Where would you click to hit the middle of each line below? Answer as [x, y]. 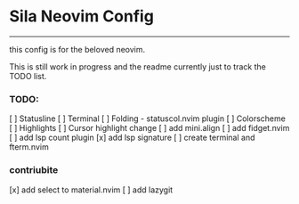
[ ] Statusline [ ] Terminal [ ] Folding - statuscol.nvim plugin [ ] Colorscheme [148, 118]
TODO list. [28, 76]
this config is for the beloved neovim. [77, 49]
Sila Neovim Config [81, 16]
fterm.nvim [29, 147]
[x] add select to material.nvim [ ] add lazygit [91, 190]
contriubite [34, 170]
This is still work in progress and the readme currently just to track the [138, 66]
